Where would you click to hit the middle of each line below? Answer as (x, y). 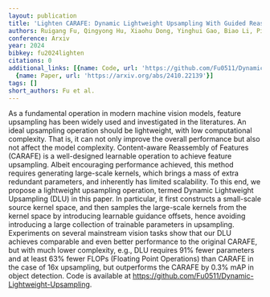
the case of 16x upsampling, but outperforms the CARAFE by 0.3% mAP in (131, 267)
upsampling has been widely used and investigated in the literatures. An (127, 122)
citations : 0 (30, 61)
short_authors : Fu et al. (51, 91)
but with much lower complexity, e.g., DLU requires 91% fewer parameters (131, 250)
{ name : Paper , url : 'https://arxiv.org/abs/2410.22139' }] (115, 76)
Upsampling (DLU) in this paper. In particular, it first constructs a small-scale (135, 199)
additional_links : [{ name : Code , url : (73, 68)
